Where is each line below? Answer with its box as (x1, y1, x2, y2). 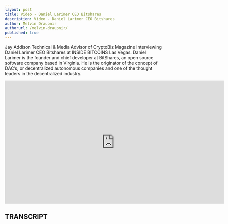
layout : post (5, 7, 32, 12)
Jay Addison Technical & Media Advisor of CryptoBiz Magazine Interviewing (5, 44, 162, 50)
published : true (5, 30, 39, 35)
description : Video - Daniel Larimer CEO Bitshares (5, 16, 115, 21)
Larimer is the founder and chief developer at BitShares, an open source (5, 55, 154, 60)
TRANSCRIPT (5, 213, 48, 221)
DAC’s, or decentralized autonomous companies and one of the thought (5, 65, 153, 71)
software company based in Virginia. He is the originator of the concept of (5, 60, 158, 66)
